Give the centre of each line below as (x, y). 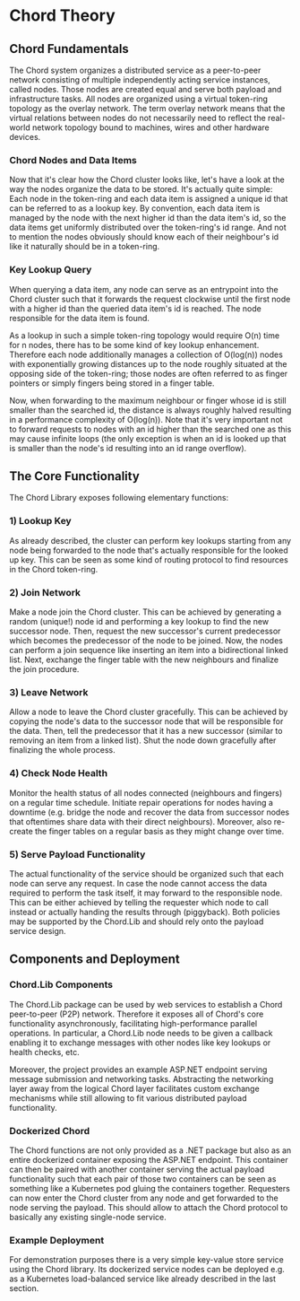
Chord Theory (62, 16)
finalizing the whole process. (62, 750)
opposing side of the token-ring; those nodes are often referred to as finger (149, 373)
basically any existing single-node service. (88, 1217)
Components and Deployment (95, 960)
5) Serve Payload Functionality (77, 854)
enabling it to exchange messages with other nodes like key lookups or (140, 1043)
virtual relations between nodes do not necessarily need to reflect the (137, 118)
